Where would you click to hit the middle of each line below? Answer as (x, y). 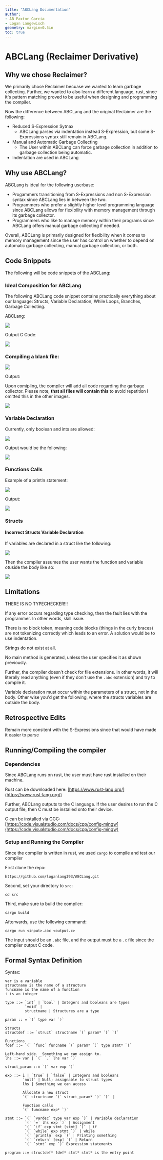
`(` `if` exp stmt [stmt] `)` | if (61, 1127)
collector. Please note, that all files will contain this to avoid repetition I (77, 391)
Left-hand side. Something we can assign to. (53, 1054)
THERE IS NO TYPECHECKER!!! (37, 604)
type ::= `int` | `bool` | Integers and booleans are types (68, 1003)
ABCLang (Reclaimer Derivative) (72, 57)
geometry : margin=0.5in (29, 28)
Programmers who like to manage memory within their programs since (83, 220)
